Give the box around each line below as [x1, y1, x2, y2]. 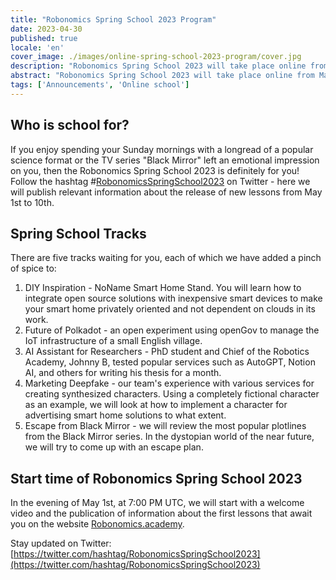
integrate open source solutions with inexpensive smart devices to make [24, 292, 323, 305]
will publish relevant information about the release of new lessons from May [10, 186, 323, 198]
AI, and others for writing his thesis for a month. [24, 367, 222, 379]
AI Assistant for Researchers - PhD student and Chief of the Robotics [24, 346, 310, 358]
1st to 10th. [10, 196, 55, 208]
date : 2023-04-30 [10, 24, 83, 34]
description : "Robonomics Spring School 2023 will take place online [10, 61, 307, 71]
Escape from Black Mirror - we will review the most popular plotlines [24, 420, 307, 432]
